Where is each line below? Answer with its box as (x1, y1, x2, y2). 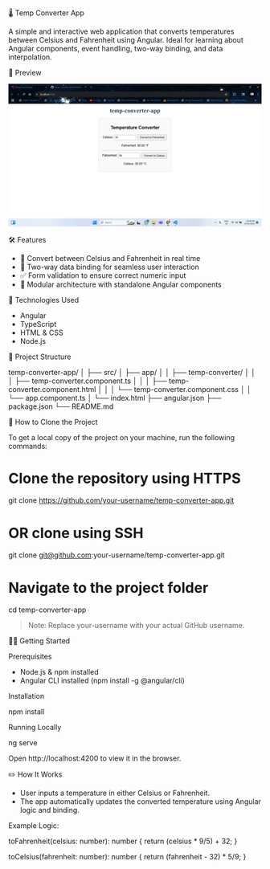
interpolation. (8, 52, 52, 62)
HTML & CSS (19, 328, 63, 337)
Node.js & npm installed (19, 667, 99, 677)
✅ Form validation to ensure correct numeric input (19, 270, 186, 280)
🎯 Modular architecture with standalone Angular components (19, 279, 223, 289)
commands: (8, 441, 48, 451)
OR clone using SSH (8, 524, 144, 542)
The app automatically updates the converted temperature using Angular (19, 797, 261, 806)
